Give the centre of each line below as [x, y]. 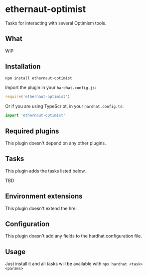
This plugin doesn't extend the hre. [41, 208]
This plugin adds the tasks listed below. [46, 170]
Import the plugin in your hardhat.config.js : [51, 87]
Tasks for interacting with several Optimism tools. [56, 23]
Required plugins [32, 131]
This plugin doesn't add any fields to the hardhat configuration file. [74, 236]
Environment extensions [44, 196]
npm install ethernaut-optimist [39, 78]
